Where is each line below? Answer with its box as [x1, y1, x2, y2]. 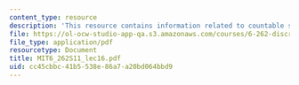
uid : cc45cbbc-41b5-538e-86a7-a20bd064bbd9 [9, 63, 174, 72]
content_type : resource [9, 12, 98, 22]
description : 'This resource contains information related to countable [9, 21, 285, 30]
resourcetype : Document [9, 46, 98, 55]
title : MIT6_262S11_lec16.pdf [9, 54, 122, 63]
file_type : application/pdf [9, 37, 114, 47]
